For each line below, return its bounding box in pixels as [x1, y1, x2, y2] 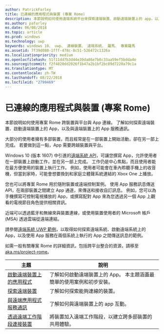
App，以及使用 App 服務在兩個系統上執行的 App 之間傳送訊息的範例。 [5, 232, 146, 238]
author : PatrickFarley [5, 7, 51, 12]
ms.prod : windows [5, 35, 41, 40]
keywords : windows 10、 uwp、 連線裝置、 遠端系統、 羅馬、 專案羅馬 [5, 43, 136, 48]
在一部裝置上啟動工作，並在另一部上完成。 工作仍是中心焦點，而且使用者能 [5, 158, 156, 164]
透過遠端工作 [7, 313, 38, 320]
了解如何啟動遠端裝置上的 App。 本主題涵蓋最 [49, 271, 155, 278]
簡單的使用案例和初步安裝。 [49, 278, 113, 285]
